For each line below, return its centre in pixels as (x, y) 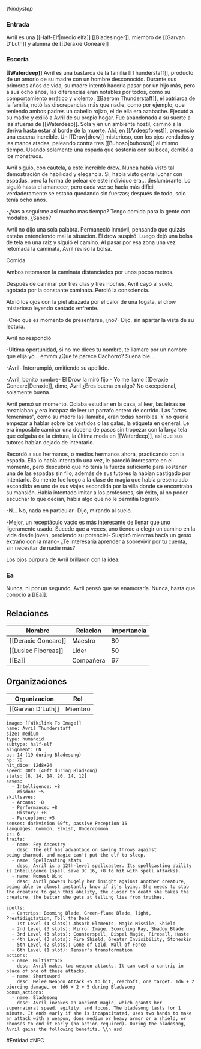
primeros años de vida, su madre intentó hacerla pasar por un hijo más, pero (101, 85)
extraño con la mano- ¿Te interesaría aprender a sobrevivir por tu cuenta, (97, 541)
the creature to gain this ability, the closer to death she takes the (97, 892)
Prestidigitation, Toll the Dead (48, 918)
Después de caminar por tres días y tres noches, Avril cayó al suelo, (90, 283)
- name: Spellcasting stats (47, 860)
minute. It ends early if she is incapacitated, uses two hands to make (99, 1013)
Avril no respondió (29, 338)
